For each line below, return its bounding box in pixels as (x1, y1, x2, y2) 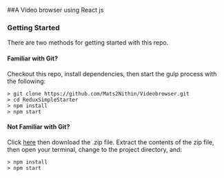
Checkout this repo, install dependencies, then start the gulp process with (7, 69, 217, 78)
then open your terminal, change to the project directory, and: (7, 145, 183, 153)
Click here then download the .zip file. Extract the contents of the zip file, (7, 137, 214, 146)
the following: (7, 77, 46, 85)
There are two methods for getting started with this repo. (7, 38, 169, 47)
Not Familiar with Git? (7, 123, 70, 131)
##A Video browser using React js (7, 6, 104, 14)
